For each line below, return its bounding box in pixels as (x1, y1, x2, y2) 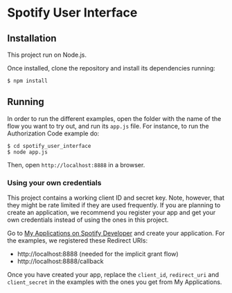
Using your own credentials (7, 178, 102, 187)
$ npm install (7, 77, 48, 84)
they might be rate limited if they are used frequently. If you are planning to (7, 201, 221, 209)
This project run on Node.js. (7, 50, 87, 59)
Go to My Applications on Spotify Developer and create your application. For (7, 229, 225, 238)
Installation (7, 32, 57, 44)
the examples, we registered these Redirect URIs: (7, 236, 148, 245)
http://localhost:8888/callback (17, 257, 104, 265)
